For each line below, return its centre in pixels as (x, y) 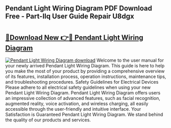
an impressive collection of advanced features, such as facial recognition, (83, 98)
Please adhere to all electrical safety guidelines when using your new (78, 87)
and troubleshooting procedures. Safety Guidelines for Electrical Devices (82, 82)
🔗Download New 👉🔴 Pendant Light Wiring (74, 37)
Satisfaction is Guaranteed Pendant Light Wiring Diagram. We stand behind (84, 114)
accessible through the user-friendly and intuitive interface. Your (73, 109)
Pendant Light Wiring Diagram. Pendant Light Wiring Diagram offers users (83, 93)
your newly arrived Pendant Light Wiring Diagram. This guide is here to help (85, 66)
